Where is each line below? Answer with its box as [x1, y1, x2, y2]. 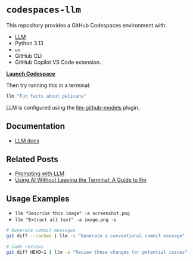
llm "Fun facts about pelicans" [6, 93, 86, 99]
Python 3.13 [14, 39, 43, 46]
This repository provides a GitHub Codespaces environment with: [6, 21, 167, 29]
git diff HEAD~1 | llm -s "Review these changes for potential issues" [6, 249, 188, 255]
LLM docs [14, 137, 40, 144]
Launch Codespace [6, 70, 55, 77]
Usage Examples [6, 194, 70, 204]
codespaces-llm [6, 4, 82, 15]
